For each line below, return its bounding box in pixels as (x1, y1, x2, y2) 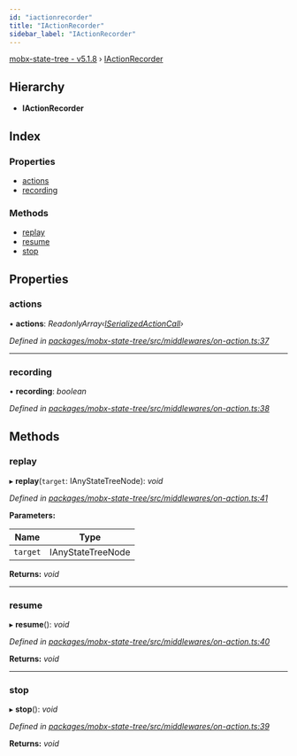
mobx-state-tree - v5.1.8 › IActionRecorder (9, 54, 164, 65)
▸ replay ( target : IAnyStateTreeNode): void (9, 475, 164, 486)
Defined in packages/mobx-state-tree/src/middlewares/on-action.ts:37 (9, 335, 270, 346)
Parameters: (9, 510, 56, 520)
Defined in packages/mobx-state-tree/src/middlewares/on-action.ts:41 (9, 493, 268, 503)
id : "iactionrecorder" (9, 12, 93, 22)
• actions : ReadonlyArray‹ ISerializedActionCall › (9, 318, 184, 329)
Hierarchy (9, 79, 65, 94)
